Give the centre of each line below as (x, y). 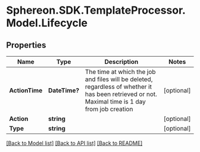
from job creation (109, 109)
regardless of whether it (118, 87)
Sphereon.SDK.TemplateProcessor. (96, 10)
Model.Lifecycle (47, 23)
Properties (26, 45)
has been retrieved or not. (121, 94)
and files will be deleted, (119, 79)
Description (121, 62)
